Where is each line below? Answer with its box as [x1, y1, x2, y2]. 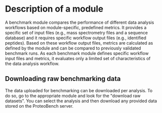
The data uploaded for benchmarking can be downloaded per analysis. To [5, 87, 153, 93]
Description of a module [5, 3, 103, 15]
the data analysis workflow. [5, 61, 59, 66]
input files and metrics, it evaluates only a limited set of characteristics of [5, 55, 151, 61]
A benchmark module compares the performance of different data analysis [5, 19, 154, 25]
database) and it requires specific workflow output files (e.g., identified [5, 35, 147, 41]
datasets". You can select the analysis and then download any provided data [5, 98, 157, 104]
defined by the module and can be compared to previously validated [5, 45, 141, 51]
